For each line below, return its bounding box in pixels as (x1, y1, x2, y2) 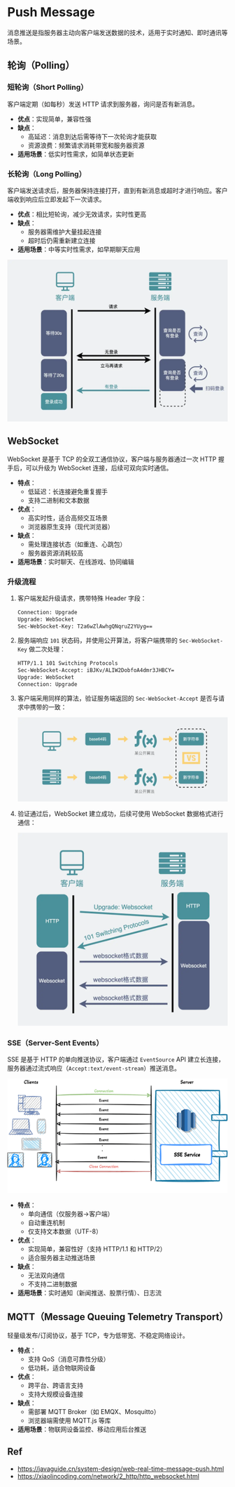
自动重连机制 (27, 1219, 65, 1227)
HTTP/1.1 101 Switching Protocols (17, 660, 118, 667)
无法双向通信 (27, 1271, 65, 1280)
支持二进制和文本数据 (27, 496, 90, 504)
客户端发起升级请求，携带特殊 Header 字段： (17, 594, 147, 602)
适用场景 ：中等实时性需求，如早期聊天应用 (17, 245, 141, 253)
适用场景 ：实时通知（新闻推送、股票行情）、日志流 (17, 1289, 162, 1297)
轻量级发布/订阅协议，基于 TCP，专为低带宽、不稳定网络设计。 (7, 1331, 189, 1340)
